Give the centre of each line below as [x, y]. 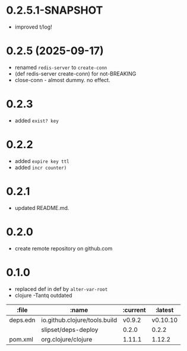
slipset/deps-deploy [70, 330]
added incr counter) [41, 167]
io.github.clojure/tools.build [79, 320]
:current [134, 310]
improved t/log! [33, 27]
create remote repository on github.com [64, 248]
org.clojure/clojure [67, 339]
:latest [164, 310]
